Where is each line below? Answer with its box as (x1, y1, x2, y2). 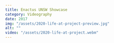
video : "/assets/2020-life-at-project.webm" (5, 30, 99, 35)
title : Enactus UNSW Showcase (5, 7, 68, 12)
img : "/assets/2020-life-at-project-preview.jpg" (5, 21, 110, 26)
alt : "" (5, 26, 21, 31)
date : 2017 (5, 16, 28, 21)
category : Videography (5, 12, 52, 17)
